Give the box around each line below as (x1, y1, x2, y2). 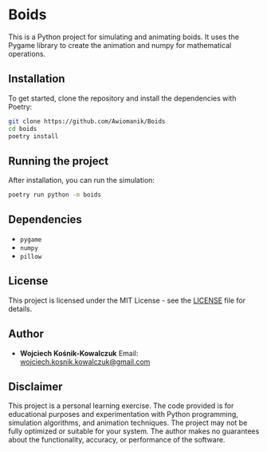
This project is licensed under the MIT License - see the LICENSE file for (8, 295, 245, 305)
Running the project (8, 154, 109, 168)
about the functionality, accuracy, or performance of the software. (8, 435, 226, 445)
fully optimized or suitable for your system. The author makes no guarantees (8, 426, 260, 436)
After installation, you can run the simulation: (8, 176, 155, 185)
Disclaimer (8, 379, 63, 393)
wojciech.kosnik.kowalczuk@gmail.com (19, 357, 151, 367)
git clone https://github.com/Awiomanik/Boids (8, 117, 166, 125)
